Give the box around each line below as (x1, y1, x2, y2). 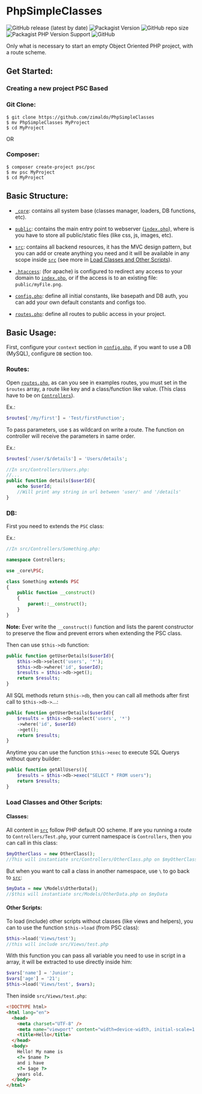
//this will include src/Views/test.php (6, 941, 109, 947)
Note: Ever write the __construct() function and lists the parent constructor (6, 623, 194, 630)
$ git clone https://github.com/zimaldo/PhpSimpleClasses (6, 114, 155, 120)
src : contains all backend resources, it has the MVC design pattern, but (14, 243, 192, 250)
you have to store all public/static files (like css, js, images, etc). (14, 231, 173, 239)
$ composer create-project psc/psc (6, 164, 96, 170)
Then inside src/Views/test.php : (6, 992, 87, 999)
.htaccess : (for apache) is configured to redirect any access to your (14, 267, 183, 275)
